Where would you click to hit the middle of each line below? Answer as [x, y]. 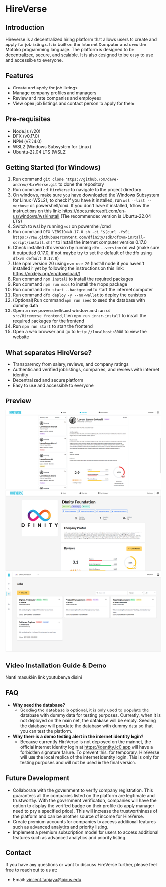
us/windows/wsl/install [36, 216]
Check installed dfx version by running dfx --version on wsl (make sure [86, 248]
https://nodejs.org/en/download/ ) [47, 274]
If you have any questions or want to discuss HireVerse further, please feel [81, 865]
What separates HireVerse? [49, 352]
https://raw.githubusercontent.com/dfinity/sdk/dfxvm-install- [79, 238]
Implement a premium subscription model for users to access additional [85, 832]
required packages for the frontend [48, 321]
